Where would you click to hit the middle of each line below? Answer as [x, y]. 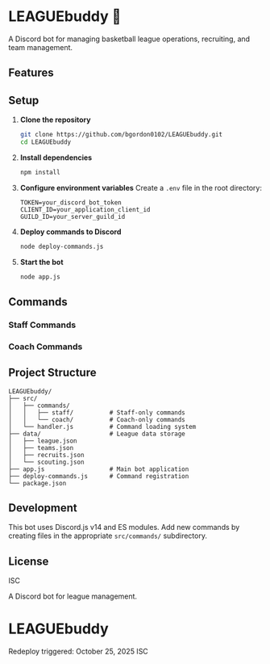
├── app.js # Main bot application [99, 469]
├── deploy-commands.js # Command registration [99, 476]
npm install [40, 172]
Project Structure [52, 373]
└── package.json [37, 483]
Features [31, 73]
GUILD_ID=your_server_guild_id [73, 216]
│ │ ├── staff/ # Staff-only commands [97, 412]
